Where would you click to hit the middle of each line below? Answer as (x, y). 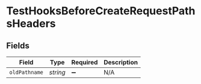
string (57, 72)
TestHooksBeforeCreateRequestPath (101, 11)
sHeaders (31, 24)
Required (85, 62)
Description (121, 62)
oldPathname (26, 72)
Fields (18, 46)
